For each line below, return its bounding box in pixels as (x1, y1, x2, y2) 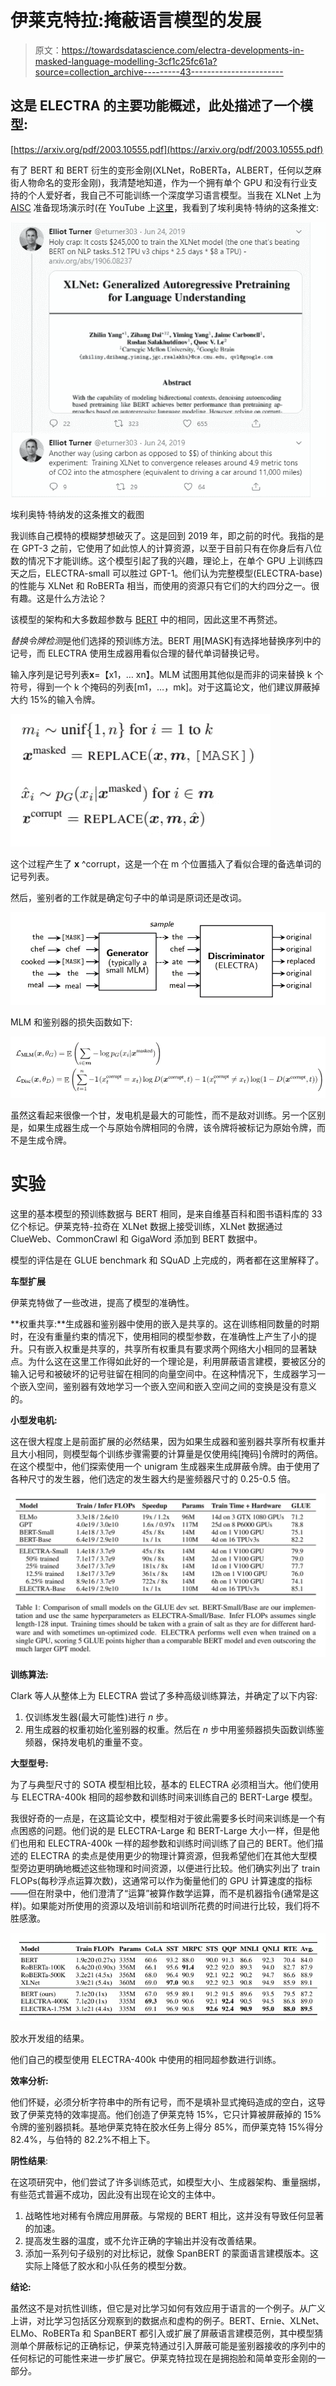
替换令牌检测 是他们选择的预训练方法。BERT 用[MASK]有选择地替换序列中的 (10, 634, 322, 646)
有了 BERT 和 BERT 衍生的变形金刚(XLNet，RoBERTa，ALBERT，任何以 (10, 164, 305, 176)
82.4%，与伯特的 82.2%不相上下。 (10, 2133, 156, 2145)
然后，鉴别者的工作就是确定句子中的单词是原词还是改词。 (10, 891, 247, 903)
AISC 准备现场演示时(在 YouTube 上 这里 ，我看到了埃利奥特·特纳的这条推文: (10, 201, 320, 213)
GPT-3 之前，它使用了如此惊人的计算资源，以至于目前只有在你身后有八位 (21, 542, 323, 554)
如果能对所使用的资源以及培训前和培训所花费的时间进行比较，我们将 (31, 1899, 312, 1911)
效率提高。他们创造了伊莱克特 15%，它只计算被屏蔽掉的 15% (71, 2108, 322, 2120)
